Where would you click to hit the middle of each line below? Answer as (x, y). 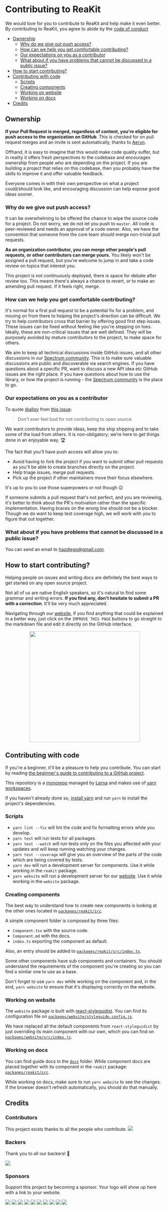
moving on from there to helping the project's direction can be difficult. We (83, 316)
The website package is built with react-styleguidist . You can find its (76, 1011)
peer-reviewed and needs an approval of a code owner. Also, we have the (82, 229)
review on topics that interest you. (41, 266)
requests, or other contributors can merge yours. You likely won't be (78, 255)
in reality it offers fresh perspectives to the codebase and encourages (78, 157)
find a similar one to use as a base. (41, 972)
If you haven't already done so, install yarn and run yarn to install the (76, 798)
